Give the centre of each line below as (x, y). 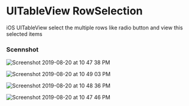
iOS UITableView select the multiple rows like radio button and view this (94, 28)
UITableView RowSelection (74, 11)
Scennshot (22, 49)
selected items (24, 34)
